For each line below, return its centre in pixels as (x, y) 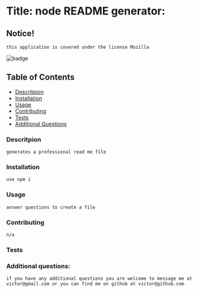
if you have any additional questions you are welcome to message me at (99, 279)
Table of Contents (41, 77)
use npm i (19, 180)
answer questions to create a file (51, 207)
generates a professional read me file (56, 152)
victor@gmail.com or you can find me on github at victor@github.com (95, 284)
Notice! (20, 33)
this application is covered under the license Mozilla (78, 47)
